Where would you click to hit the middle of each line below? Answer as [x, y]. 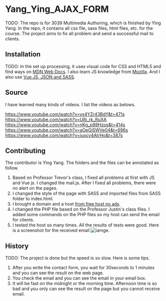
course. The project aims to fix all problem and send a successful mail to [80, 33]
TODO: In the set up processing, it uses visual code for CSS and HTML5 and [83, 66]
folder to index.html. [33, 199]
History [17, 246]
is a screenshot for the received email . [61, 230]
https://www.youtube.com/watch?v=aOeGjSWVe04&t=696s [67, 130]
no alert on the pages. [35, 188]
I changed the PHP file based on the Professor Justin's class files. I [81, 209]
